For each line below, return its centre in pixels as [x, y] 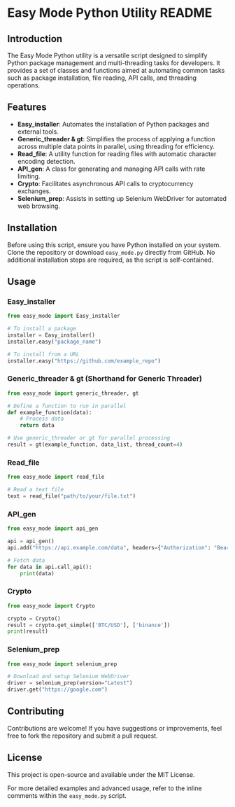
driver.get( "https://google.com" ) [58, 690]
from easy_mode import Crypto [51, 606]
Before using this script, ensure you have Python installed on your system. [114, 245]
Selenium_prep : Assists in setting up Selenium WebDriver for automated [122, 198]
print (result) [28, 631]
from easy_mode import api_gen [53, 529]
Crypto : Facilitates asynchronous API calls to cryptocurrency [105, 183]
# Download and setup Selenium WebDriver [69, 677]
